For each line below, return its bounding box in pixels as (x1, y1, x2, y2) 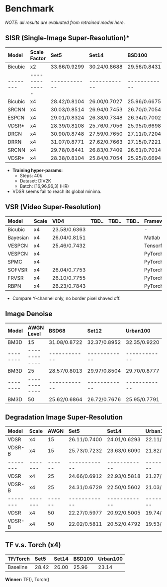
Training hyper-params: (12, 167, 63, 173)
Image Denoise (5, 309, 53, 318)
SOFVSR (7, 266, 28, 273)
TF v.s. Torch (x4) (5, 540, 61, 549)
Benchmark (5, 3, 54, 14)
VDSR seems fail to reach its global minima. (12, 188, 102, 194)
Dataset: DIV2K (19, 177, 51, 184)
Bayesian (7, 234, 29, 241)
